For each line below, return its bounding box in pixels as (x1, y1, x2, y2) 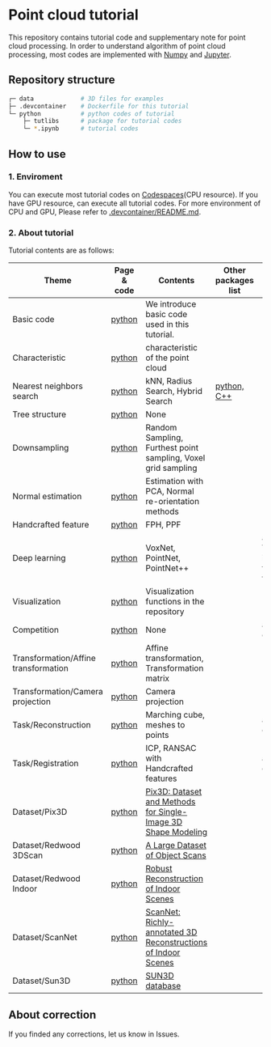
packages (215, 275, 254, 286)
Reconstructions (145, 937, 208, 948)
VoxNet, (145, 542, 176, 553)
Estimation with (145, 476, 204, 487)
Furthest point (145, 443, 199, 454)
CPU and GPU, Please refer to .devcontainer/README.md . (8, 206, 202, 216)
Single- (158, 807, 188, 818)
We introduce (145, 299, 197, 310)
